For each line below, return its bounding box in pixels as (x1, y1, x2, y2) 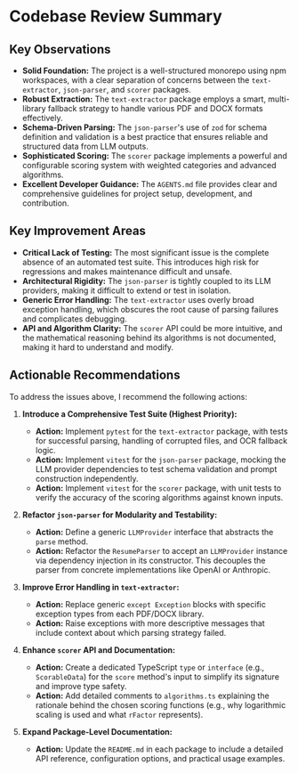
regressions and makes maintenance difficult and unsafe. (21, 265, 233, 277)
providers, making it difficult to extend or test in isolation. (21, 285, 231, 296)
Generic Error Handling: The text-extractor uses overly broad (21, 294, 254, 305)
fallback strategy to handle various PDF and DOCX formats (47, 103, 264, 113)
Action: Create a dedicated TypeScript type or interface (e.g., (35, 662, 265, 672)
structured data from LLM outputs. (21, 141, 149, 151)
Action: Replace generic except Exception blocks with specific (35, 598, 267, 609)
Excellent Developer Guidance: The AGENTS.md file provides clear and (21, 179, 278, 189)
